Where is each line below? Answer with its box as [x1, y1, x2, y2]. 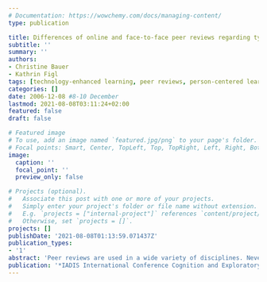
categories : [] [8, 85, 59, 93]
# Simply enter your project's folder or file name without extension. [8, 203, 258, 211]
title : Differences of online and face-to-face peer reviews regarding [8, 33, 250, 41]
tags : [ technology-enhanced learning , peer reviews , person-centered [8, 77, 244, 86]
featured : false [8, 107, 62, 115]
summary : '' [8, 48, 48, 56]
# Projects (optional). [8, 187, 87, 195]
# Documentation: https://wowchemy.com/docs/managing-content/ [8, 11, 222, 20]
